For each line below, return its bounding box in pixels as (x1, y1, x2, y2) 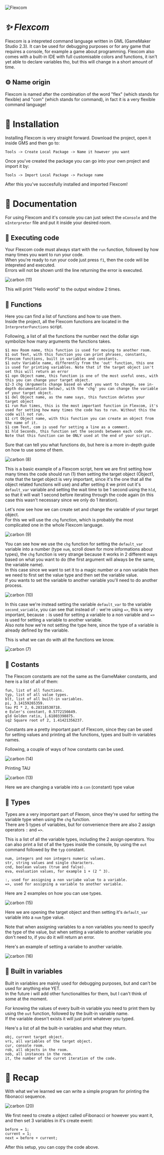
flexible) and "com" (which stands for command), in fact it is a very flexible (5, 96, 156, 102)
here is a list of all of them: (5, 679, 59, 684)
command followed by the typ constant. (5, 846, 85, 852)
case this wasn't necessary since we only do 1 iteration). (5, 497, 119, 503)
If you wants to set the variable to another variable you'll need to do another (5, 577, 158, 583)
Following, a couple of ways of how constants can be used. (5, 746, 124, 752)
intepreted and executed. (5, 262, 56, 268)
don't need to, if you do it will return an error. (5, 934, 95, 940)
